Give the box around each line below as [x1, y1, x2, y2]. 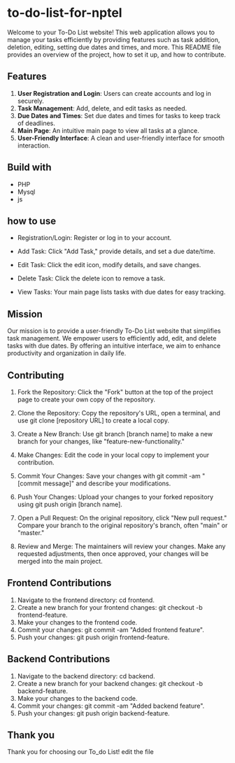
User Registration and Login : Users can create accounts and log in [17, 89, 211, 97]
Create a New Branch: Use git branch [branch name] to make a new [17, 430, 213, 438]
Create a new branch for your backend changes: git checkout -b [17, 679, 204, 687]
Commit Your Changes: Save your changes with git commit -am [17, 472, 201, 480]
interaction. [17, 141, 50, 150]
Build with [7, 162, 52, 173]
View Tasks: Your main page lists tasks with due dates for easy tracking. [17, 288, 226, 297]
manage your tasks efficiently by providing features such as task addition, [7, 35, 220, 43]
